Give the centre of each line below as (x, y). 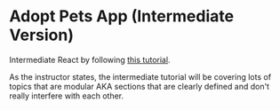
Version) (41, 35)
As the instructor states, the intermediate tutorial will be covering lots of (140, 76)
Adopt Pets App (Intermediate (121, 16)
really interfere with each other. (67, 96)
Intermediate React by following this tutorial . (90, 59)
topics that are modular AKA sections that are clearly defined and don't (139, 86)
